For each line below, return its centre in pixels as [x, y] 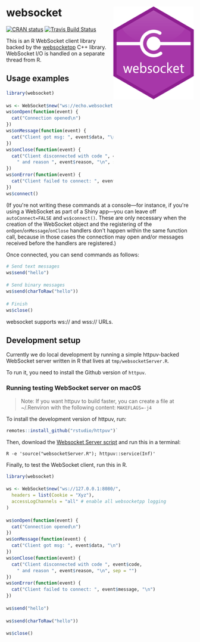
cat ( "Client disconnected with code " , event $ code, [77, 564]
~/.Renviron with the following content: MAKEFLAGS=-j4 [86, 407]
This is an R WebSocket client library [51, 41]
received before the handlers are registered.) [61, 243]
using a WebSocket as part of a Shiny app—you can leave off [81, 211]
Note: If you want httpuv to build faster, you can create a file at [97, 401]
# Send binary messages [36, 285]
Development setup [43, 341]
